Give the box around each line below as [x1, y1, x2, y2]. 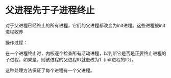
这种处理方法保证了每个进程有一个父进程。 [5, 67, 95, 73]
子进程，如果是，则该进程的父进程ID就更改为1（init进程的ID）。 [5, 56, 137, 62]
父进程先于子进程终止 [5, 5, 95, 16]
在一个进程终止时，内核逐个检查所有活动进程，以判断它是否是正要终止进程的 [5, 50, 166, 56]
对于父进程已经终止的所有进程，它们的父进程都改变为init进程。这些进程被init [5, 22, 166, 28]
